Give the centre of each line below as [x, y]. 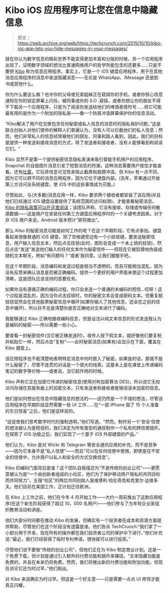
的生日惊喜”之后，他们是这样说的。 [41, 411]
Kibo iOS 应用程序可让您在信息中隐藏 [81, 10]
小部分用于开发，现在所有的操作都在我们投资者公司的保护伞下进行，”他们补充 [84, 533]
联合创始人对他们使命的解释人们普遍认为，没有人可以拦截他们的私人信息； [82, 130]
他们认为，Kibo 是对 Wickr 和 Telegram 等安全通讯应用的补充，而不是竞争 [81, 445]
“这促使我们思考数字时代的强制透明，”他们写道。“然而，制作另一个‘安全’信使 [82, 421]
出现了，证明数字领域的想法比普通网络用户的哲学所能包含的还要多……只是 [81, 65]
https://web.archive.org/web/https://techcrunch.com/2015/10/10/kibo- [90, 43]
